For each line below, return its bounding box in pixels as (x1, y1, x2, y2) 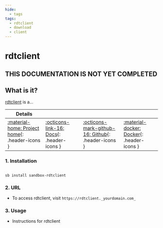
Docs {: (45, 131, 61, 138)
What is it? (5, 86, 38, 95)
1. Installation (5, 158, 37, 164)
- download (9, 25, 32, 30)
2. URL (5, 184, 21, 191)
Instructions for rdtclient (12, 218, 61, 224)
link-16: (45, 125, 65, 131)
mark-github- (83, 125, 115, 131)
